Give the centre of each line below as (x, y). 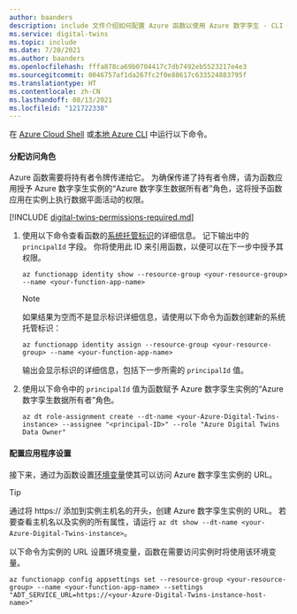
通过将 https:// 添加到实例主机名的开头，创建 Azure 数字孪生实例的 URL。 (143, 510)
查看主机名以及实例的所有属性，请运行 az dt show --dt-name (127, 521)
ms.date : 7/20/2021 (45, 51)
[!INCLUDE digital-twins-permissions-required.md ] (102, 217)
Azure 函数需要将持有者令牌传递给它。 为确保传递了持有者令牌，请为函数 (142, 177)
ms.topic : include (43, 42)
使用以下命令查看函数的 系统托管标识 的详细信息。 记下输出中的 (135, 236)
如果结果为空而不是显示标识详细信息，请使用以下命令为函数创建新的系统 (153, 317)
